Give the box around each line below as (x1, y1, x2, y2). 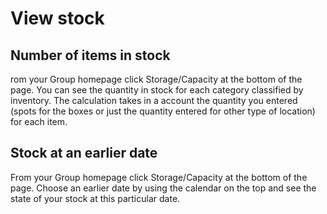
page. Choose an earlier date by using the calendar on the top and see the (10, 182, 317, 194)
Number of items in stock (10, 47, 171, 64)
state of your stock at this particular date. (10, 192, 181, 204)
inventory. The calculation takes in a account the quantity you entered (10, 95, 298, 106)
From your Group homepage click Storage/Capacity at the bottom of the (10, 171, 308, 183)
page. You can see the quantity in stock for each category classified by (10, 84, 304, 96)
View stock (10, 7, 105, 30)
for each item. (10, 116, 68, 127)
